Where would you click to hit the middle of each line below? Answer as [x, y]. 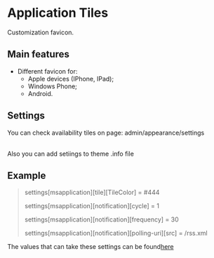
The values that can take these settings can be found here [91, 247]
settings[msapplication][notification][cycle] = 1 [92, 206]
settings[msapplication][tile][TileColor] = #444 [92, 192]
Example [27, 176]
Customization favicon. [41, 32]
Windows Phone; [52, 86]
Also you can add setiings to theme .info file [71, 154]
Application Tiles [58, 13]
